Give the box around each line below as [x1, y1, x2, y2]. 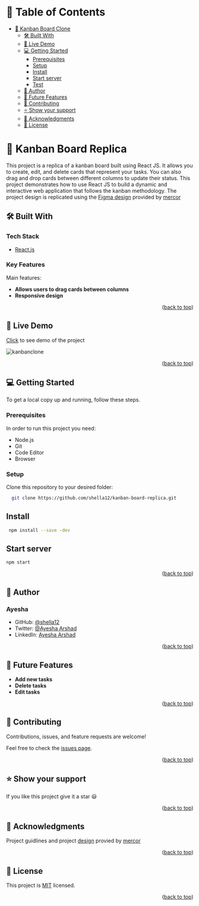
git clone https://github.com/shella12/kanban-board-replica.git [11, 495, 177, 501]
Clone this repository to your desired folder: [6, 484, 113, 491]
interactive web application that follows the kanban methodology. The [6, 187, 177, 194]
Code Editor [14, 449, 45, 456]
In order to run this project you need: [6, 425, 96, 432]
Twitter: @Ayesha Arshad [14, 625, 77, 632]
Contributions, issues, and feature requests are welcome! [6, 733, 147, 740]
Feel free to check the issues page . [6, 744, 92, 751]
